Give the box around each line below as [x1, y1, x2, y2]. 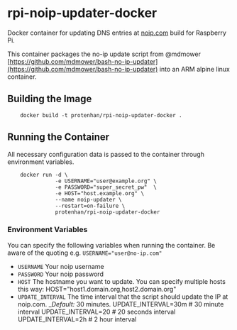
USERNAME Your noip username [17, 262, 104, 270]
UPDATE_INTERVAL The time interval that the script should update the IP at [17, 292, 228, 301]
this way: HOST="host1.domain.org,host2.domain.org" [17, 285, 177, 293]
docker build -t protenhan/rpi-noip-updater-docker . [20, 111, 182, 119]
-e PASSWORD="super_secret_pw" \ [55, 183, 158, 191]
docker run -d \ [20, 171, 69, 178]
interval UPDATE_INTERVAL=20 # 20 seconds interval [17, 307, 176, 316]
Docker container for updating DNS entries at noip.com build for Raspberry [7, 28, 227, 37]
